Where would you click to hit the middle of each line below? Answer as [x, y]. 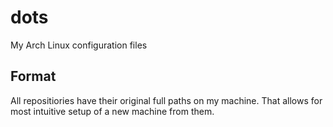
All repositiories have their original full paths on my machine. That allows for [166, 100]
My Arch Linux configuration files [79, 45]
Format [33, 76]
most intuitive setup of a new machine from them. [112, 111]
